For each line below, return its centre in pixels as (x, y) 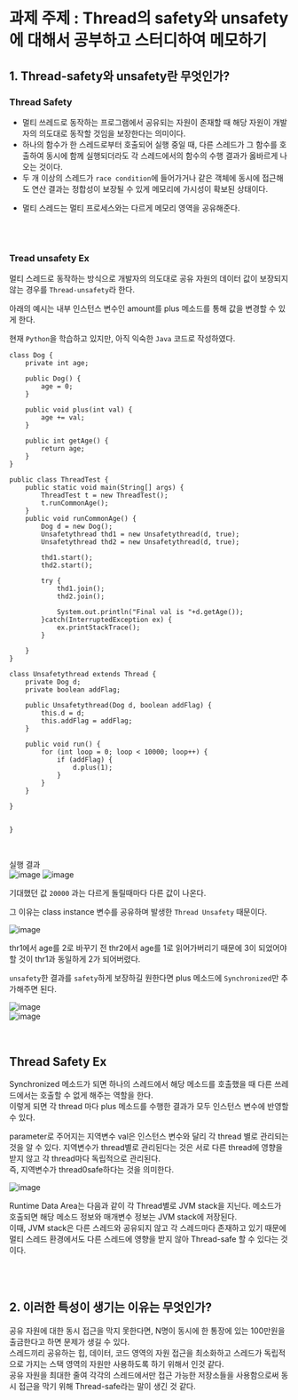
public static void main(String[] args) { (105, 488)
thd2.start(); (67, 565)
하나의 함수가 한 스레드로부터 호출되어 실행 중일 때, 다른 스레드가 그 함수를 (149, 144)
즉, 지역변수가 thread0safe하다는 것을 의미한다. (92, 1169)
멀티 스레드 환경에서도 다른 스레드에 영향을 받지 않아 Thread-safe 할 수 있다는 (144, 1239)
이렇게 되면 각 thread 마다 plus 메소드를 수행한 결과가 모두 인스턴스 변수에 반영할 (149, 1106)
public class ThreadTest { (59, 480)
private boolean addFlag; (73, 690)
